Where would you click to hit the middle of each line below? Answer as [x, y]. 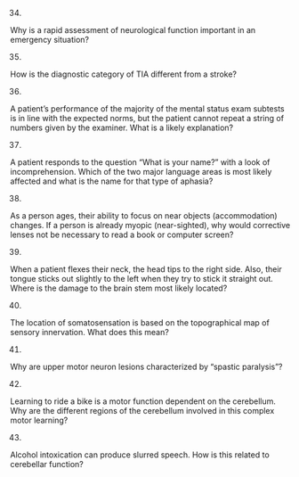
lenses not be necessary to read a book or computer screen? [122, 234]
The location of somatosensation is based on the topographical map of [140, 323]
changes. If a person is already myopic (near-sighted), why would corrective [150, 225]
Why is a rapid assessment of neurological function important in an [133, 30]
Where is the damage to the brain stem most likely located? [119, 288]
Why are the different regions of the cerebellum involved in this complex [142, 411]
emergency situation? [50, 40]
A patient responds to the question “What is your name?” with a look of [140, 162]
